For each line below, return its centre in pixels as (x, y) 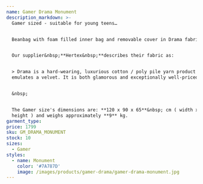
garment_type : (24, 121)
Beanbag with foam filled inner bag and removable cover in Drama (97, 39)
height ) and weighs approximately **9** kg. (70, 116)
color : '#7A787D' (39, 166)
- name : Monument (34, 160)
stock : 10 (19, 138)
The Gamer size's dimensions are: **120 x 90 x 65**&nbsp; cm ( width (102, 110)
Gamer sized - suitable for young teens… (65, 23)
